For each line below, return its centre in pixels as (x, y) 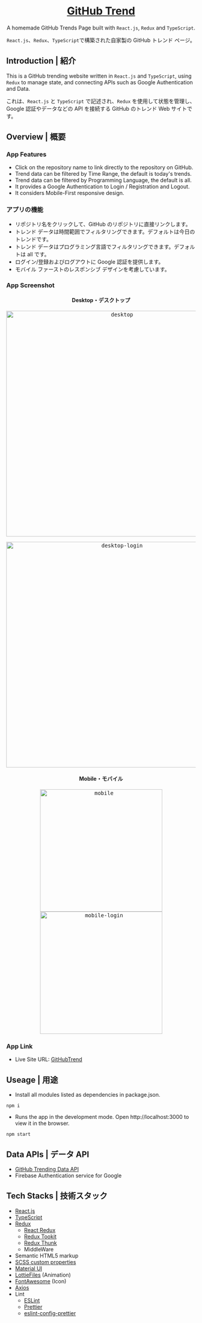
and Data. (18, 88)
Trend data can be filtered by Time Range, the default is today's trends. (103, 174)
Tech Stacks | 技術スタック (57, 1196)
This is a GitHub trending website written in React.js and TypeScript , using (99, 76)
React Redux (40, 1230)
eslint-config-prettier (50, 1313)
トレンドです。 (33, 239)
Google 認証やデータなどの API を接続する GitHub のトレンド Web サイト (97, 108)
